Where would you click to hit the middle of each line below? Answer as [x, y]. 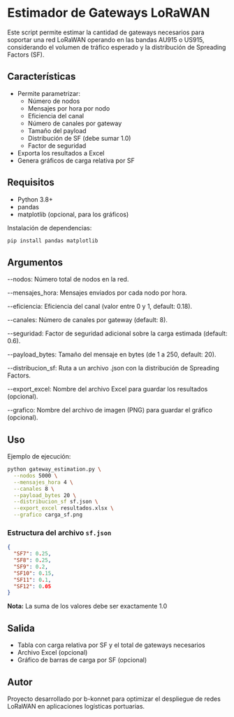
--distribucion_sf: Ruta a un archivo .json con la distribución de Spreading [113, 368]
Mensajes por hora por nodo [69, 108]
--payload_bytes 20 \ [45, 495]
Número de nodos [54, 101]
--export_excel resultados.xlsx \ [64, 508]
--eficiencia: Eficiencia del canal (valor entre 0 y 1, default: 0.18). [100, 307]
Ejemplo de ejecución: [39, 457]
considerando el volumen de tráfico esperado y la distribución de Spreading [117, 47]
